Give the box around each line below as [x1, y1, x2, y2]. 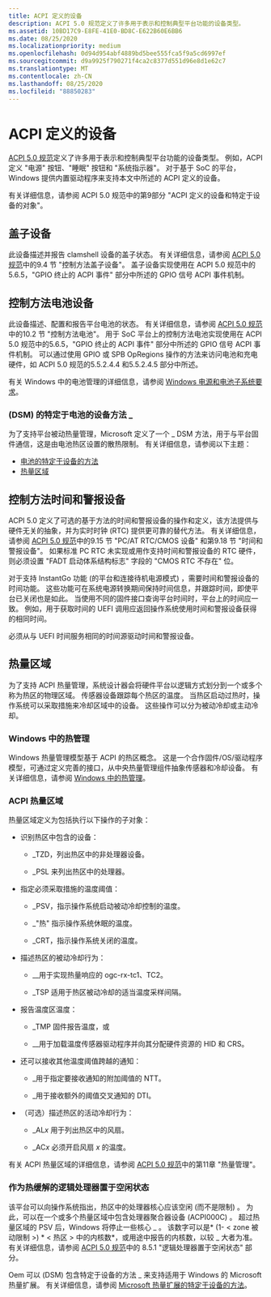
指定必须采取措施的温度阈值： [19, 884, 120, 894]
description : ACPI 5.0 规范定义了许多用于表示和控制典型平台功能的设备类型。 [8, 19, 245, 28]
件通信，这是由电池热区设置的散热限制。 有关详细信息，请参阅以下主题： [8, 439, 252, 449]
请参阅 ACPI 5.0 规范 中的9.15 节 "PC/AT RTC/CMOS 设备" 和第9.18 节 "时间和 [8, 536, 263, 546]
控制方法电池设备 [8, 296, 94, 310]
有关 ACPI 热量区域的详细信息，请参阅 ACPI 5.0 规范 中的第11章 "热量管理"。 [8, 1160, 260, 1170]
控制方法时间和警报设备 [8, 492, 125, 507]
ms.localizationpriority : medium [8, 42, 121, 50]
